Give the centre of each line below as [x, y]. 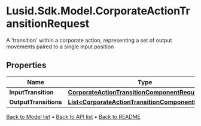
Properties [26, 65]
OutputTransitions [36, 102]
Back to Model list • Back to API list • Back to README [73, 116]
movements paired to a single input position [60, 47]
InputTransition [31, 92]
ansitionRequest [48, 24]
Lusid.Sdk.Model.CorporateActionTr [98, 11]
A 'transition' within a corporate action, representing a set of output [89, 40]
